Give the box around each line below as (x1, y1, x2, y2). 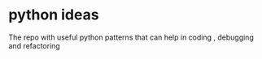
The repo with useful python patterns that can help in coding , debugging (8, 32, 254, 42)
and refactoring (8, 40, 61, 50)
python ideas (8, 6, 99, 24)
